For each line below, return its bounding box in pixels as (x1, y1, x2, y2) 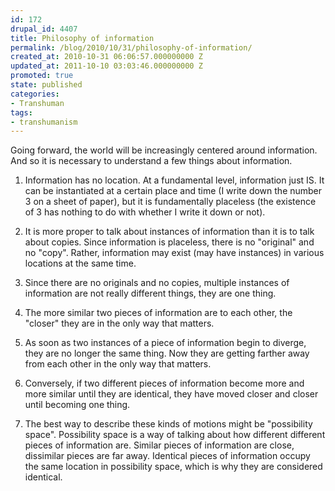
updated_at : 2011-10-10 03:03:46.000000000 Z (10, 61, 203, 71)
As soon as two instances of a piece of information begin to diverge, (24, 337, 307, 349)
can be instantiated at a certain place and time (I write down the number (24, 185, 323, 197)
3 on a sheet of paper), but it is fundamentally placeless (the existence (24, 196, 317, 208)
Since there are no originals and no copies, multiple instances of (24, 277, 290, 289)
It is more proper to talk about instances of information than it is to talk (24, 226, 315, 238)
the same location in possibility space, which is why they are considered (24, 461, 323, 473)
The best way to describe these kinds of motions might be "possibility (24, 418, 313, 430)
